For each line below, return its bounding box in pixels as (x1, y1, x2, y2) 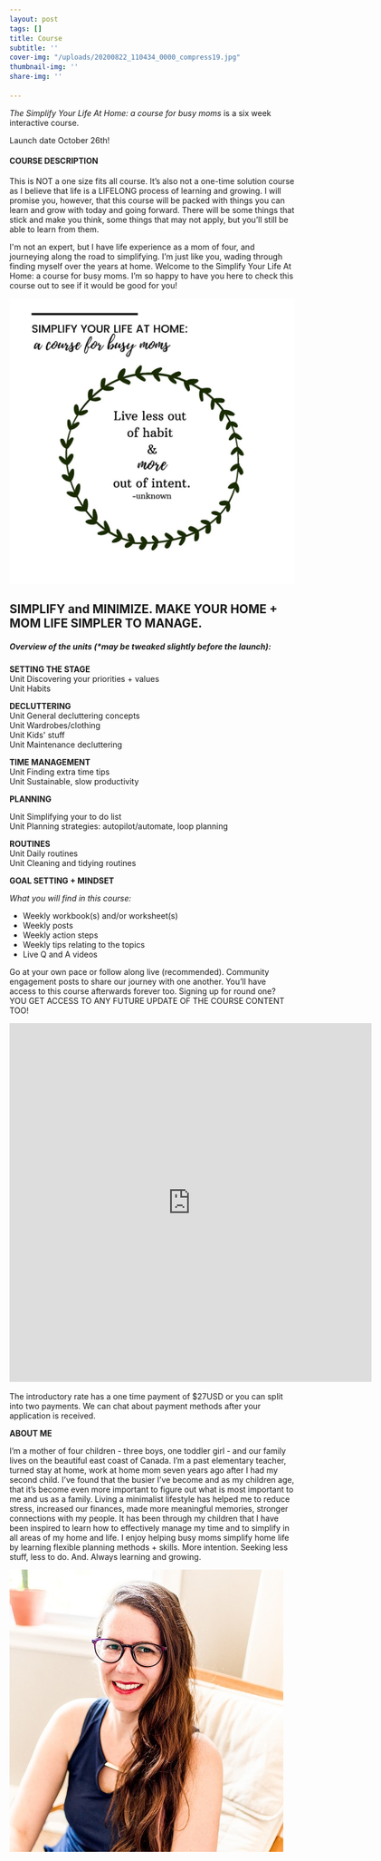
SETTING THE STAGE (9, 664, 90, 675)
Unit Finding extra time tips (9, 766, 110, 777)
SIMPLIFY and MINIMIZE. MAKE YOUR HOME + (9, 601, 278, 617)
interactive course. (9, 117, 80, 128)
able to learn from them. (9, 223, 100, 235)
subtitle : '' (9, 44, 59, 53)
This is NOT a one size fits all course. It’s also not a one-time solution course (9, 175, 295, 186)
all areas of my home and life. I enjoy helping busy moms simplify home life (9, 1533, 290, 1544)
